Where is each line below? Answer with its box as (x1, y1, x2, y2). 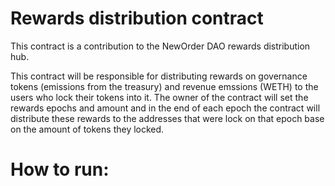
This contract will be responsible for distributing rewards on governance (10, 70, 308, 82)
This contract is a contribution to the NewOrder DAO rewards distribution (10, 40, 311, 52)
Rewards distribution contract (10, 7, 264, 30)
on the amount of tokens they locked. (10, 123, 165, 135)
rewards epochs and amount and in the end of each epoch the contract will (10, 102, 321, 114)
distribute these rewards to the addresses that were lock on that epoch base (10, 112, 325, 124)
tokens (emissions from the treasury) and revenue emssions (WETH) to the (10, 80, 319, 92)
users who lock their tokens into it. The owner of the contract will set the (10, 91, 309, 103)
